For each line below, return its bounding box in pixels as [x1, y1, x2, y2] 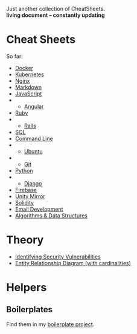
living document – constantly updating [6, 11, 105, 19]
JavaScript [14, 90, 42, 97]
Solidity [14, 199, 34, 206]
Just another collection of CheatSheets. [6, 5, 106, 12]
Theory [6, 233, 44, 247]
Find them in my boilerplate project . [6, 320, 95, 328]
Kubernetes [14, 71, 44, 78]
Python [14, 167, 33, 174]
